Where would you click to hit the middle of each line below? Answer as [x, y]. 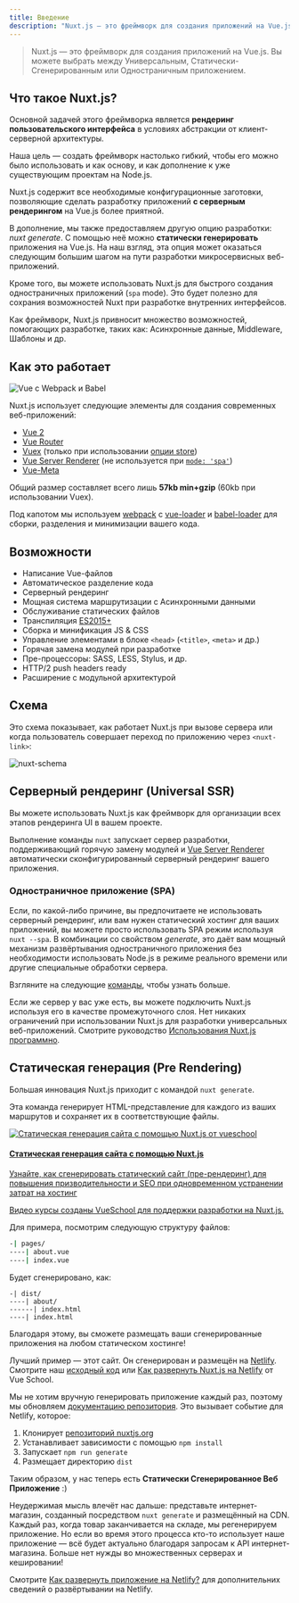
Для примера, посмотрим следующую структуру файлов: [120, 1227]
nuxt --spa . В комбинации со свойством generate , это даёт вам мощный [148, 938]
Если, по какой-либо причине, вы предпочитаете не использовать [136, 910]
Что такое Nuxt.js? [63, 98]
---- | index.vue [39, 1260]
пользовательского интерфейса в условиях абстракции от [123, 129]
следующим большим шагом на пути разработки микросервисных [137, 257]
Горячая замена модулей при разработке [101, 649]
